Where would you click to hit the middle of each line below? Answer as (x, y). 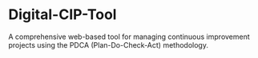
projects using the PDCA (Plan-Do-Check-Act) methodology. (108, 44)
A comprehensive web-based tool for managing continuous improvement (129, 37)
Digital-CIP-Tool (62, 15)
